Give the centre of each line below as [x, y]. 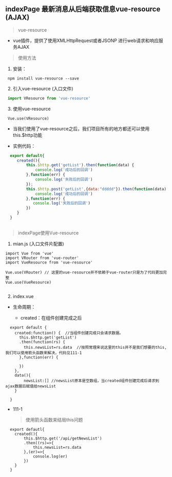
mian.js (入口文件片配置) [38, 244]
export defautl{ [27, 429]
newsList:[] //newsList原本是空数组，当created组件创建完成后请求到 [91, 381]
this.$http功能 [27, 135]
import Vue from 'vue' [30, 253]
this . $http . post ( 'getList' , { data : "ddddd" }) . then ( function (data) [96, 189]
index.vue [23, 296]
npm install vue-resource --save [43, 78]
